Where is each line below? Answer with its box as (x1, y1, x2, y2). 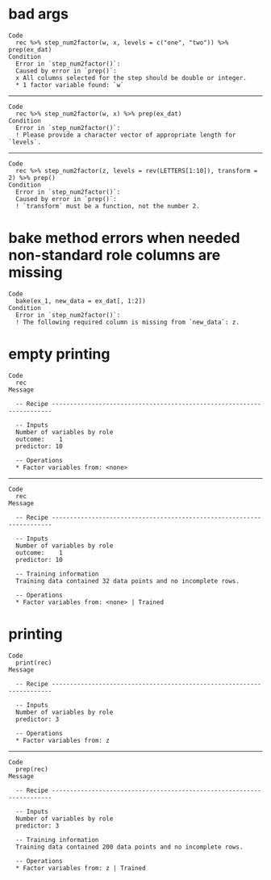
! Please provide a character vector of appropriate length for (15, 131, 236, 139)
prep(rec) (15, 765, 48, 773)
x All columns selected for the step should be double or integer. (15, 73, 248, 82)
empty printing (8, 345, 110, 363)
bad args (8, 5, 69, 23)
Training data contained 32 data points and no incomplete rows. (15, 576, 240, 585)
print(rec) (15, 659, 52, 667)
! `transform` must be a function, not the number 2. (15, 202, 200, 210)
